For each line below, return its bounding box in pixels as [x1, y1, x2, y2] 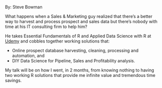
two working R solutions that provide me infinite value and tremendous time [5, 73, 156, 78]
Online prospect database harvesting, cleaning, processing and [12, 48, 139, 53]
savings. [5, 77, 22, 83]
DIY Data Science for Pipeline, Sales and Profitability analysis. [12, 58, 135, 63]
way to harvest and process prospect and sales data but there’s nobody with [5, 19, 158, 24]
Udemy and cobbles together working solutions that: [5, 38, 110, 44]
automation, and [12, 53, 45, 59]
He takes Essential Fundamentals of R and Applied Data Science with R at [5, 33, 151, 39]
